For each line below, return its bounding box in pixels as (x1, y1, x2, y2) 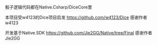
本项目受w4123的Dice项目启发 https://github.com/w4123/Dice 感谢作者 (5, 15, 147, 20)
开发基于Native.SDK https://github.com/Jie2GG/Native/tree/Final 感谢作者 (5, 30, 152, 35)
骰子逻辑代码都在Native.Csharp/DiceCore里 (5, 4, 92, 10)
